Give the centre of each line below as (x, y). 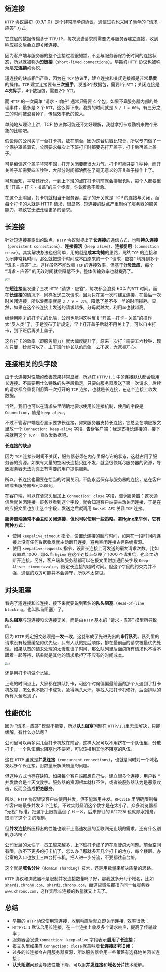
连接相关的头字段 (31, 364)
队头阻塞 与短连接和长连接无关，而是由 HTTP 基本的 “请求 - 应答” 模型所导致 (81, 620)
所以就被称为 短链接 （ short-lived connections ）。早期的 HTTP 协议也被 (85, 62)
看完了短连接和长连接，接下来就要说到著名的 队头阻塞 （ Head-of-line (75, 603)
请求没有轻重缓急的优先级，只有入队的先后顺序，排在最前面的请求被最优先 (81, 643)
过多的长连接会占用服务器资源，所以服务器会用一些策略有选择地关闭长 (84, 952)
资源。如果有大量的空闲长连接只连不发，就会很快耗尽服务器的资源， (87, 463)
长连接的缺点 (18, 446)
